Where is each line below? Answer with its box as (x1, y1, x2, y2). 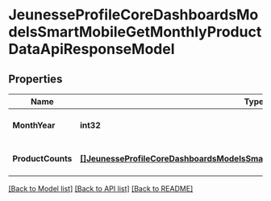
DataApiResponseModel (8, 40, 175, 58)
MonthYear (12, 119, 56, 131)
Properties (8, 72, 63, 86)
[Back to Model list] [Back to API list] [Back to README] (8, 184, 194, 193)
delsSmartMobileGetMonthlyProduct (8, 23, 262, 41)
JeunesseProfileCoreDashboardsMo (8, 6, 259, 24)
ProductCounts (12, 153, 73, 164)
